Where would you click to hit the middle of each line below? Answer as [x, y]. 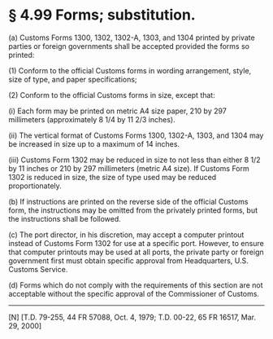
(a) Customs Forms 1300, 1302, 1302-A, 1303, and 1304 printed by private [132, 37]
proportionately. [35, 186]
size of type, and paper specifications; [73, 79]
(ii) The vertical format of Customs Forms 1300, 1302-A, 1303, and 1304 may [136, 135]
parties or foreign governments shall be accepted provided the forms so [129, 46]
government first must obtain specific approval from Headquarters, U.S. [129, 260]
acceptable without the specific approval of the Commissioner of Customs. [134, 293]
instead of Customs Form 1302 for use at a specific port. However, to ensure [136, 243]
